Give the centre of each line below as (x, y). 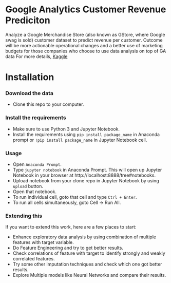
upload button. (28, 186)
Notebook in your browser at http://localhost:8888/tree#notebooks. (84, 175)
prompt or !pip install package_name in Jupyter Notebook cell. (80, 140)
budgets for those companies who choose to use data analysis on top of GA (86, 51)
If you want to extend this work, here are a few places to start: (71, 227)
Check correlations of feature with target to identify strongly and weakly (89, 253)
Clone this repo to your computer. (48, 104)
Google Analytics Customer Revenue (86, 10)
